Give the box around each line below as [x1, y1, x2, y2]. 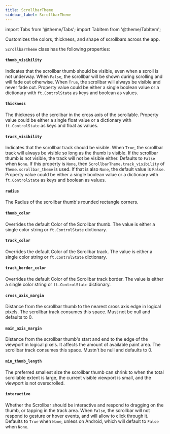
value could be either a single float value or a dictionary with [5, 117, 132, 123]
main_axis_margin [5, 325, 42, 331]
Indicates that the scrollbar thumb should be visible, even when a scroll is [5, 68, 159, 74]
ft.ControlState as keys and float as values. [5, 122, 99, 128]
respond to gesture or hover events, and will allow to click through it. [5, 413, 149, 419]
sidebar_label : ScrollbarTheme [5, 12, 72, 17]
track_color [5, 238, 30, 243]
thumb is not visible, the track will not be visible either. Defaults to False [5, 155, 156, 161]
